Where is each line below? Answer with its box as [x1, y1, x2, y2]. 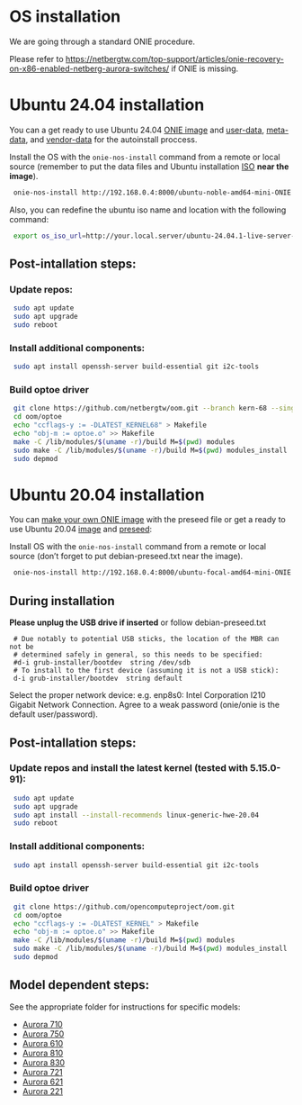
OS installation [9, 6, 121, 27]
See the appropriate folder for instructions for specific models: [9, 1001, 241, 1012]
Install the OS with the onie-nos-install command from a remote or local [9, 151, 280, 162]
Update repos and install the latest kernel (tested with [9, 762, 249, 774]
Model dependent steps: [9, 977, 150, 992]
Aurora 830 [22, 1056, 66, 1068]
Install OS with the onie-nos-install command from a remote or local [9, 541, 267, 552]
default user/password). [9, 709, 99, 720]
